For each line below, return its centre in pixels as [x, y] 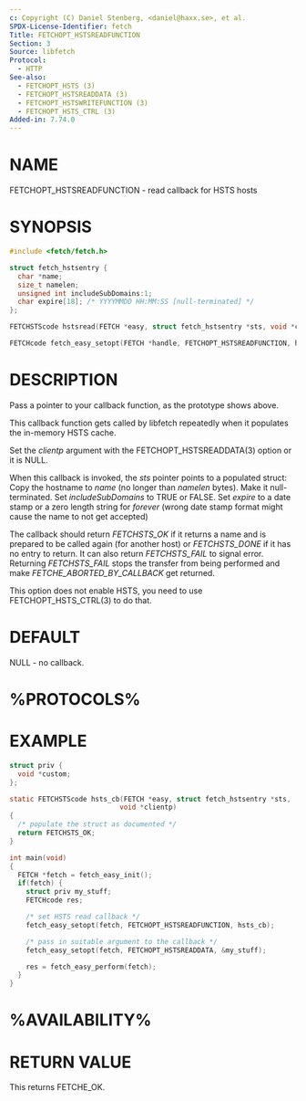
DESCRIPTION [64, 380]
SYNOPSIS [51, 227]
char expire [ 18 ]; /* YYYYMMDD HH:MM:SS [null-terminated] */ [136, 302]
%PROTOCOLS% [75, 699]
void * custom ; [44, 774]
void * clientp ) [148, 807]
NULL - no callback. [47, 662]
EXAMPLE [48, 741]
